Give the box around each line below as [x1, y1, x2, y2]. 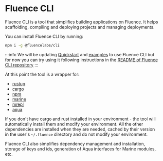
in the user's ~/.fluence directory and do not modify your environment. [5, 131, 148, 137]
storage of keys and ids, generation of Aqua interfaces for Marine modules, [5, 146, 156, 152]
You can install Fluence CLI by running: [5, 33, 84, 39]
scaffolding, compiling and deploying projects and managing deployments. [5, 24, 155, 30]
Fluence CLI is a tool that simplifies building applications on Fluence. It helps [5, 19, 158, 25]
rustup [12, 80, 26, 86]
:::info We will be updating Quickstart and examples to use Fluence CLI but [5, 51, 155, 57]
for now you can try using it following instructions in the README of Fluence [5, 57, 158, 63]
